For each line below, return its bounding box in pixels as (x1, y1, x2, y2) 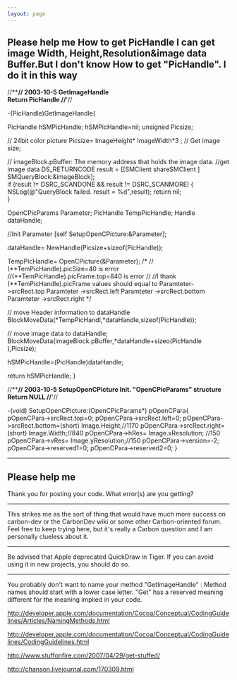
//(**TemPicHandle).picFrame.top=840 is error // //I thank (7, 272, 177, 280)
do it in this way (7, 70, 78, 82)
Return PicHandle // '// (7, 96, 73, 104)
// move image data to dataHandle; (7, 329, 108, 338)
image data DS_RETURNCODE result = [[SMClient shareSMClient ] (7, 165, 200, 173)
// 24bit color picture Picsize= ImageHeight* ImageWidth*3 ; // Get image (7, 137, 221, 145)
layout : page (7, 10, 46, 18)
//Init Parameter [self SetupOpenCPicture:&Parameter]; (7, 230, 167, 238)
